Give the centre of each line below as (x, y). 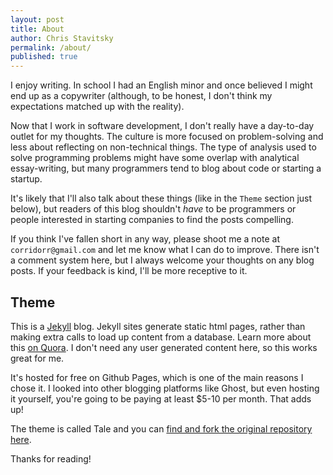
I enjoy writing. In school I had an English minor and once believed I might (161, 85)
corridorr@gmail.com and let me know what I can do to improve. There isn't (165, 250)
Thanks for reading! (51, 458)
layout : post (37, 19)
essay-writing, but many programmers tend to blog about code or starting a (166, 168)
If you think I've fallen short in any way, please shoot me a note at (145, 239)
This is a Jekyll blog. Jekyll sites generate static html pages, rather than (158, 326)
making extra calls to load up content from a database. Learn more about (161, 337)
